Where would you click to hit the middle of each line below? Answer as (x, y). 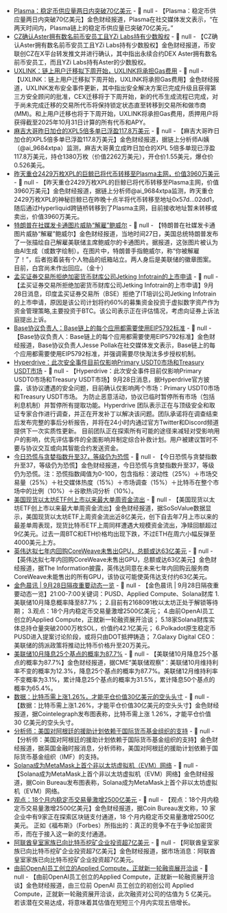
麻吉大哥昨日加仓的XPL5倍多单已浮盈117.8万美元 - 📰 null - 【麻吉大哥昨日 (117, 131)
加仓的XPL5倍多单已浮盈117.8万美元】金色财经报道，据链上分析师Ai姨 (111, 139)
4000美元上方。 (36, 542)
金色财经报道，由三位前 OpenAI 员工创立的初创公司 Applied (110, 885)
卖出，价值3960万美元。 (48, 216)
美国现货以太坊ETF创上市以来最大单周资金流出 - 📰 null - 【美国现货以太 (114, 499)
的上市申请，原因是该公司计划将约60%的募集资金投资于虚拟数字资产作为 (117, 302)
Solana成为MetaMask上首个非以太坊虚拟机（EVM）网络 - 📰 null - (106, 765)
